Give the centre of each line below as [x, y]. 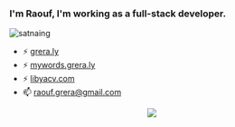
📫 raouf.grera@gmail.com [72, 93]
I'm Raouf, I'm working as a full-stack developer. [118, 14]
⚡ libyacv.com [48, 79]
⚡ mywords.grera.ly [59, 65]
